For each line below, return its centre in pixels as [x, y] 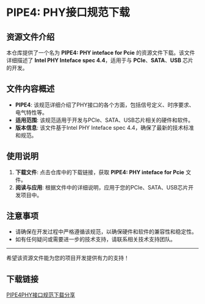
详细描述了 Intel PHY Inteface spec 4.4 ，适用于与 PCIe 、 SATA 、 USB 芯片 [100, 60]
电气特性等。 [31, 112]
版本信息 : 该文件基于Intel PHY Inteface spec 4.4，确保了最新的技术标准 [104, 127]
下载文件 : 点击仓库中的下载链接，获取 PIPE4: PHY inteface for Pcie [100, 172]
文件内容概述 [31, 89]
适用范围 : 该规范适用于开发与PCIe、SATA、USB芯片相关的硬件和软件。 [104, 120]
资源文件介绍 [31, 37]
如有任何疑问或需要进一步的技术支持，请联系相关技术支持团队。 [95, 239]
